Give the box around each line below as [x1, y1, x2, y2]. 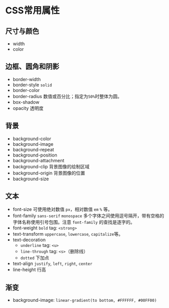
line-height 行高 [12, 266, 46, 273]
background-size [12, 176, 49, 182]
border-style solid [12, 82, 52, 88]
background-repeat [12, 146, 54, 152]
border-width [12, 76, 41, 82]
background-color [12, 136, 51, 142]
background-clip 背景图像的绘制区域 [12, 163, 90, 169]
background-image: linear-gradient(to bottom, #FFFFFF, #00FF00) [12, 297, 157, 303]
